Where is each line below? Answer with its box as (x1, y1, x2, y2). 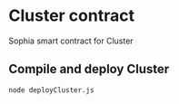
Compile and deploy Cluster (8, 61, 170, 77)
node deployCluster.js (8, 85, 94, 95)
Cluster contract (8, 5, 135, 26)
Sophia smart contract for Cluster (8, 35, 134, 46)
